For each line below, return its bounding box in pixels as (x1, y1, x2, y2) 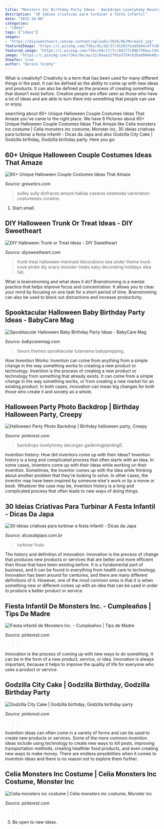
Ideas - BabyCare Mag (5, 316, 74, 324)
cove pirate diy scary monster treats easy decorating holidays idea (17, 264, 151, 269)
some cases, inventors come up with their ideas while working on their (5, 462, 147, 468)
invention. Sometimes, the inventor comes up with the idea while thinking (5, 468, 152, 473)
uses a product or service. (5, 667, 58, 672)
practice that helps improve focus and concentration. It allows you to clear (5, 284, 155, 290)
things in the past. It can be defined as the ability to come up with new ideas (5, 80, 159, 86)
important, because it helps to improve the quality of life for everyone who (5, 661, 154, 667)
